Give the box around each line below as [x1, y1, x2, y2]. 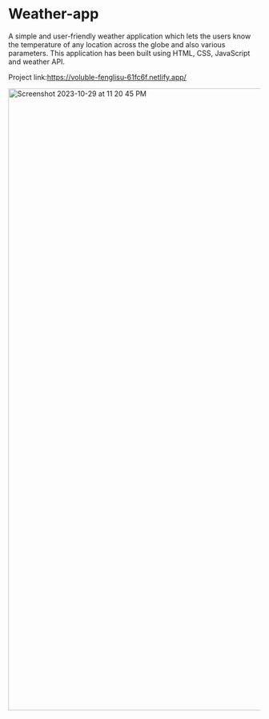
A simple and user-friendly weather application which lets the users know [8, 31, 251, 41]
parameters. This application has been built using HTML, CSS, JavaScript [8, 48, 251, 58]
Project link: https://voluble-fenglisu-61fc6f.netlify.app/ [8, 72, 187, 82]
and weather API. [8, 57, 66, 66]
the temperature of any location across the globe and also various [8, 39, 226, 49]
